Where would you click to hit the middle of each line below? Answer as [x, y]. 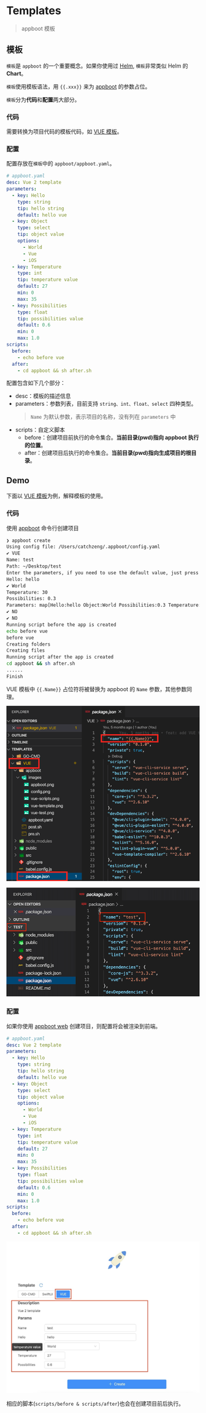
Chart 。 [17, 73]
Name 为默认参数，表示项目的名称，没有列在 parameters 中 [103, 417]
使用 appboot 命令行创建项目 [43, 528]
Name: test [20, 560]
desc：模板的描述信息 [43, 396]
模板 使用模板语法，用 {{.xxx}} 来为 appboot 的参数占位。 [78, 86]
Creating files [26, 651]
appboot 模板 [38, 28]
